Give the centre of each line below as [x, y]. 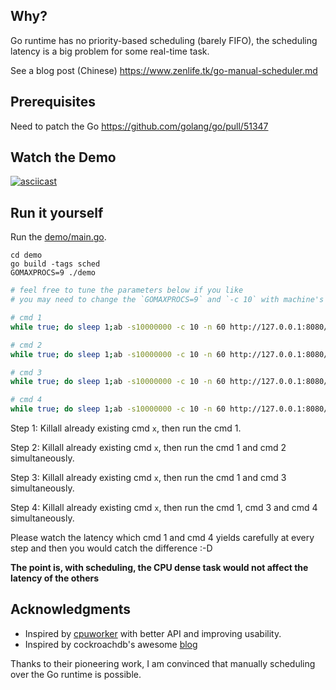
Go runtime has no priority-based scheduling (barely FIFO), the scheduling [164, 40]
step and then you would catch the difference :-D [111, 548]
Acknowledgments [71, 609]
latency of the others [55, 578]
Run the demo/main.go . [58, 237]
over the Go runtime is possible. [76, 674]
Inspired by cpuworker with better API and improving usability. [153, 633]
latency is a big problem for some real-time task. [110, 51]
